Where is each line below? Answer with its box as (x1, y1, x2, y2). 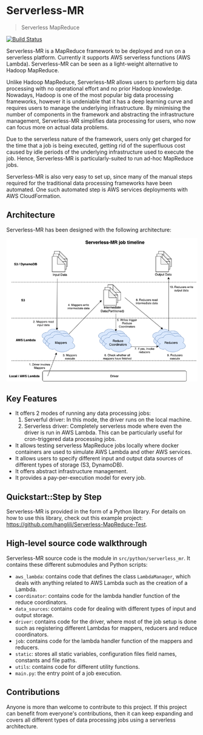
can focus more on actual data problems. (6, 123, 109, 131)
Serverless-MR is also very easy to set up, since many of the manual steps (6, 173, 193, 180)
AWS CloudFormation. (6, 192, 62, 199)
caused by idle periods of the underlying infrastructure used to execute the (6, 148, 194, 156)
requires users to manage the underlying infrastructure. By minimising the (6, 104, 191, 111)
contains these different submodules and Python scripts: (6, 561, 148, 568)
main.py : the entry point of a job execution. (15, 669, 122, 677)
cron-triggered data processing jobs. (24, 436, 116, 443)
